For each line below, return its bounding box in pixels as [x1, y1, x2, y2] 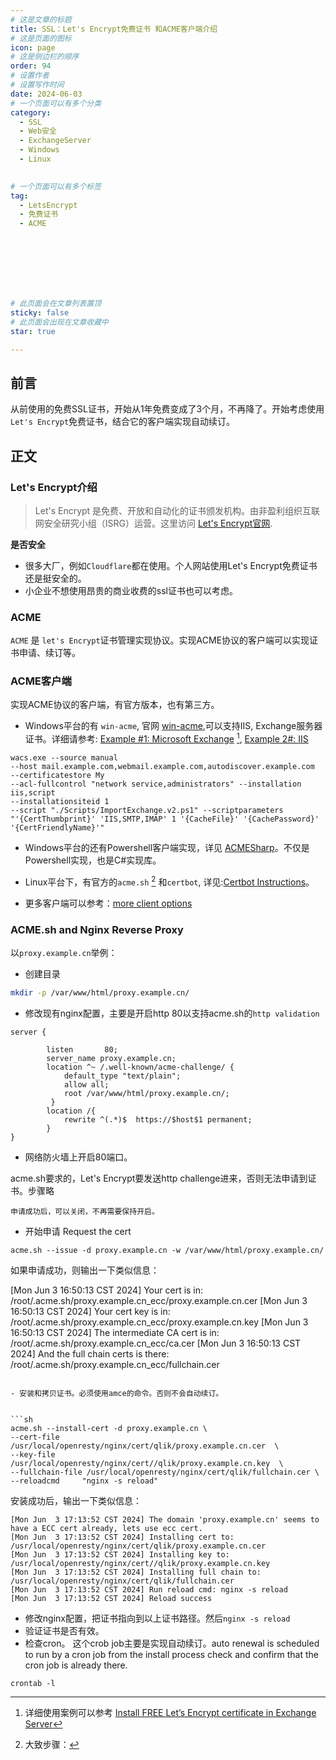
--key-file [10, 1449, 56, 1460]
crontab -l [10, 1678, 56, 1688]
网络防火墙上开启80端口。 [24, 1151, 133, 1163]
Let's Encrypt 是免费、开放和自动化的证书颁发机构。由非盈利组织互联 [34, 504, 321, 516]
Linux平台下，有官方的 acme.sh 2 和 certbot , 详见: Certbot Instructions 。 [24, 874, 315, 888]
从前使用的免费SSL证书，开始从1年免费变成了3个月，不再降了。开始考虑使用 [10, 403, 325, 415]
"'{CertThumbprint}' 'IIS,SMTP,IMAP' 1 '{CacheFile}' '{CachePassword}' [10, 814, 320, 825]
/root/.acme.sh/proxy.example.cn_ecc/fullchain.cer [10, 1358, 220, 1370]
